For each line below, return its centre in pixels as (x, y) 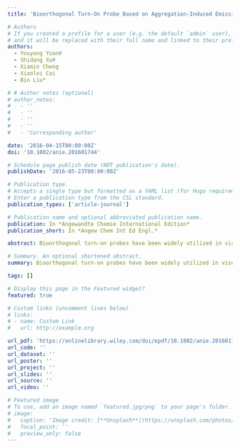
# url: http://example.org (51, 328)
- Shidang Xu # (35, 60)
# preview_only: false (44, 433)
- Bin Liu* (30, 80)
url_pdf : (20, 341)
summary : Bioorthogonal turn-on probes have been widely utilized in (113, 263)
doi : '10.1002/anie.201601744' (54, 152)
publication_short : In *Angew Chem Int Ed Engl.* (83, 230)
